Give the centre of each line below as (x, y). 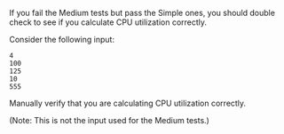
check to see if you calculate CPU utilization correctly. (108, 22)
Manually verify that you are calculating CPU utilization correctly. (128, 103)
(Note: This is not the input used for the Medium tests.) (110, 120)
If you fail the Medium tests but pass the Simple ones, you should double (142, 13)
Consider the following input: (62, 39)
